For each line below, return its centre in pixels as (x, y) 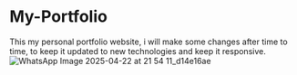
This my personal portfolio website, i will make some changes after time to (149, 42)
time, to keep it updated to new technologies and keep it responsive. (138, 51)
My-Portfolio (58, 17)
